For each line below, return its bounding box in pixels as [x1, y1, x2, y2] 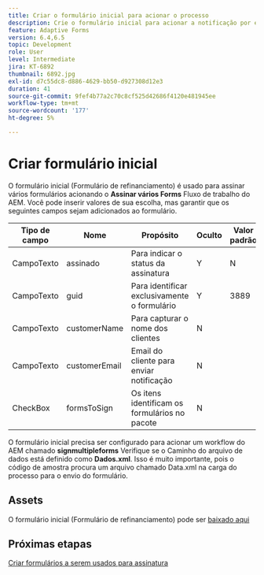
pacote [130, 417, 157, 428]
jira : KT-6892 [8, 63, 55, 71]
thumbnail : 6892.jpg [8, 70, 76, 78]
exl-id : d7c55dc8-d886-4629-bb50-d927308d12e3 [8, 77, 163, 85]
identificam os [130, 397, 184, 408]
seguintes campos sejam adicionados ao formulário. [8, 206, 178, 215]
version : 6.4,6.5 [8, 33, 65, 42]
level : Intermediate [8, 56, 76, 64]
